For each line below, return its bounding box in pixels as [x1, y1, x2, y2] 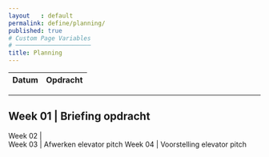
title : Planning [8, 49, 62, 57]
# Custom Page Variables [8, 34, 91, 42]
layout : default [8, 11, 74, 20]
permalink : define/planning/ [8, 19, 106, 27]
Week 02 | [8, 131, 42, 140]
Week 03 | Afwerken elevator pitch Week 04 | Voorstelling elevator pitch [8, 139, 247, 149]
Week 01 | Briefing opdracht [8, 110, 151, 123]
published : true [8, 26, 62, 34]
